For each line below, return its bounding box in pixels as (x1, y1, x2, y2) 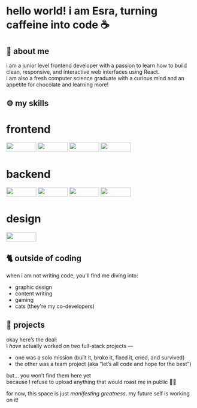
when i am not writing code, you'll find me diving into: (6, 272, 139, 279)
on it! (6, 396, 19, 403)
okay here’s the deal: (6, 336, 57, 343)
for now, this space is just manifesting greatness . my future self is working (6, 389, 190, 397)
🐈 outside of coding (6, 253, 82, 263)
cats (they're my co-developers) (14, 303, 95, 310)
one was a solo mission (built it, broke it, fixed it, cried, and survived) (14, 353, 185, 361)
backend (6, 167, 51, 181)
